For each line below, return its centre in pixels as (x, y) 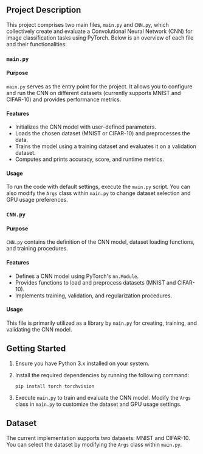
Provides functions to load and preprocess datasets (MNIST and (95, 282)
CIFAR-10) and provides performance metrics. (64, 99)
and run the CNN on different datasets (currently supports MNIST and (94, 93)
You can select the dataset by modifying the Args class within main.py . (94, 444)
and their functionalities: (36, 44)
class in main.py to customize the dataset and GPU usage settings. (98, 404)
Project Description (44, 10)
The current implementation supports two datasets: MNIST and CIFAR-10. (98, 438)
